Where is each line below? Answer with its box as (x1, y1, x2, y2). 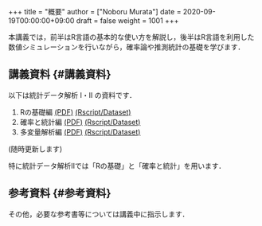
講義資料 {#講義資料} (8, 68, 111, 81)
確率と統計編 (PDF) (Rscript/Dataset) (19, 117, 141, 127)
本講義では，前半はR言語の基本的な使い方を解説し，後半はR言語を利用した (8, 33, 255, 41)
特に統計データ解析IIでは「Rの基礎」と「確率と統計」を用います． (8, 161, 225, 170)
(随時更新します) (8, 144, 63, 154)
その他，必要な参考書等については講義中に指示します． (8, 209, 190, 219)
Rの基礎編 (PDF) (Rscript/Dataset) (19, 107, 131, 117)
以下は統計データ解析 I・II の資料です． (8, 90, 137, 99)
